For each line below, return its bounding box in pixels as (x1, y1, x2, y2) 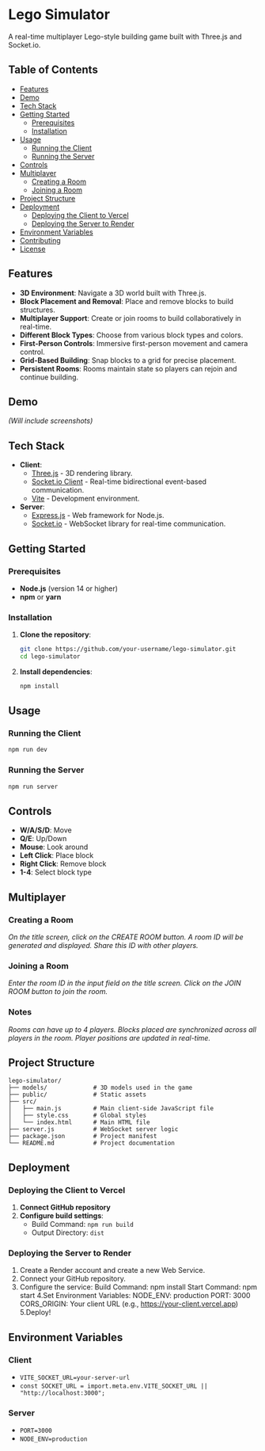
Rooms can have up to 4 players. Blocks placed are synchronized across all (8, 1024, 257, 1034)
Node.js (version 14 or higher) (19, 584, 119, 593)
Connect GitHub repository (19, 1202, 111, 1213)
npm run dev (8, 746, 47, 754)
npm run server (8, 783, 59, 790)
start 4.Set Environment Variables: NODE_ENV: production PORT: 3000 (19, 1291, 251, 1301)
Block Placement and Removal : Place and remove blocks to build (19, 296, 234, 306)
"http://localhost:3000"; (19, 1389, 105, 1397)
